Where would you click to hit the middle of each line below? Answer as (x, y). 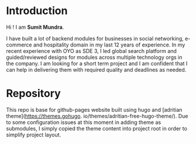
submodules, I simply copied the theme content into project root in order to (97, 128)
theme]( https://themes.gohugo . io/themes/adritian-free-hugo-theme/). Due (97, 116)
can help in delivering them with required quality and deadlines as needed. (96, 69)
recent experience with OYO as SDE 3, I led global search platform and (92, 51)
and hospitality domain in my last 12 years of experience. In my (109, 45)
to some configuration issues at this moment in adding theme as (84, 122)
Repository (33, 94)
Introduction (37, 11)
